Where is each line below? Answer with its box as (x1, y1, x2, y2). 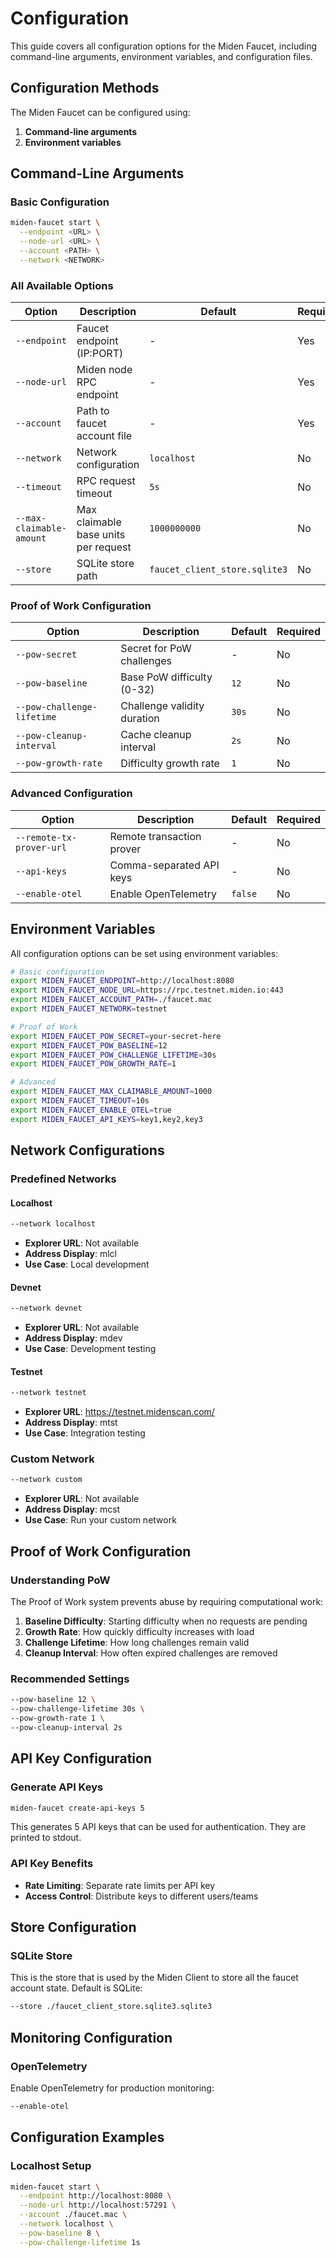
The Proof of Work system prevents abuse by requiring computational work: (10, 1596, 324, 1608)
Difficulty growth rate (120, 757, 220, 771)
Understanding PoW (10, 1573, 111, 1587)
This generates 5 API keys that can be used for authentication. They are (10, 1821, 307, 1833)
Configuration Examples (10, 2129, 165, 2146)
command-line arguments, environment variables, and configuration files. (10, 50, 313, 62)
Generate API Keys (10, 1780, 104, 1794)
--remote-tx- (15, 832, 78, 843)
